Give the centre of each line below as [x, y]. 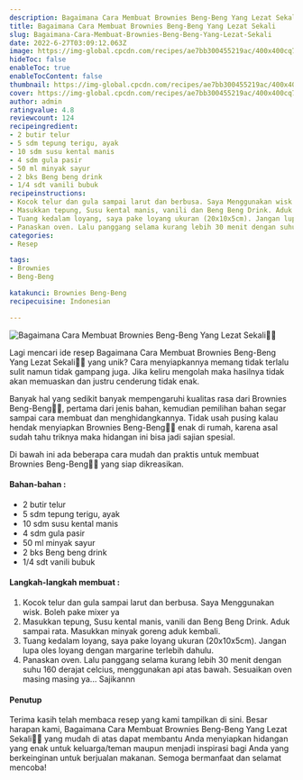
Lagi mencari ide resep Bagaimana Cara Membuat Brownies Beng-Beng [143, 352]
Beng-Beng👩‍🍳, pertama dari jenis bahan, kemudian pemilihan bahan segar [148, 408]
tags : [19, 260]
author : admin [36, 101]
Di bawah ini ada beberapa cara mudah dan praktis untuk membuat [134, 454]
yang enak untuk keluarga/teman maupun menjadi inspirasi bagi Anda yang [149, 748]
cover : [22, 93]
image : [22, 51]
